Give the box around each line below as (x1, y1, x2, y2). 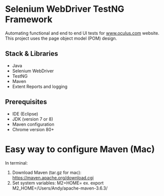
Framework (5, 14, 53, 25)
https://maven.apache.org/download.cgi (12, 174, 94, 180)
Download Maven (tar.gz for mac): (12, 169, 82, 175)
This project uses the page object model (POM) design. (5, 35, 117, 41)
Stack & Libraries (5, 50, 58, 58)
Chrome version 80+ (12, 126, 55, 132)
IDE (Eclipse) (12, 111, 38, 116)
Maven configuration (12, 121, 55, 127)
